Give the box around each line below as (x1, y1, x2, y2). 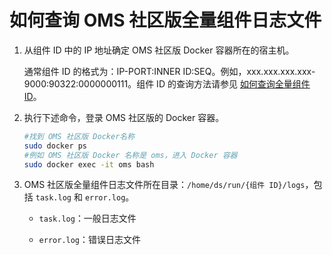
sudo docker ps (23, 141, 88, 151)
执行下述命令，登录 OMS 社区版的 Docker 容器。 (23, 111, 225, 123)
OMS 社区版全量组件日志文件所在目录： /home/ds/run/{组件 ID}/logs (23, 179, 306, 191)
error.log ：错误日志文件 (38, 234, 142, 246)
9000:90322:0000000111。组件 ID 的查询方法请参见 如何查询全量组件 (23, 77, 311, 90)
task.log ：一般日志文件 (38, 212, 137, 225)
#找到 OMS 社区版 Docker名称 (23, 131, 136, 141)
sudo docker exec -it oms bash (23, 159, 155, 170)
